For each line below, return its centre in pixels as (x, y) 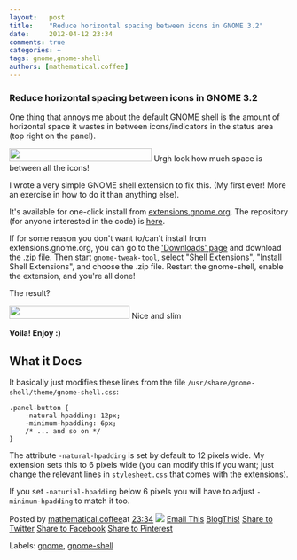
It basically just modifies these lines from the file (98, 382)
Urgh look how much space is (208, 159)
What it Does (46, 361)
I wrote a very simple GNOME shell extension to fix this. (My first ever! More (148, 185)
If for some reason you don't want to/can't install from (108, 238)
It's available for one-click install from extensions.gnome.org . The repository (149, 212)
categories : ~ (35, 51)
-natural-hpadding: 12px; (73, 416)
